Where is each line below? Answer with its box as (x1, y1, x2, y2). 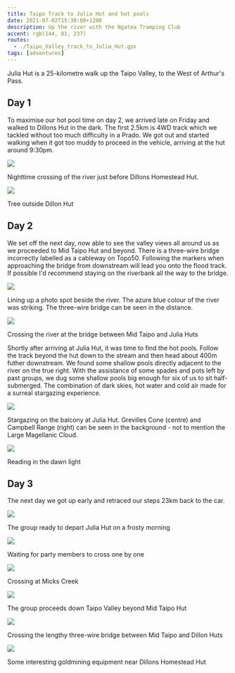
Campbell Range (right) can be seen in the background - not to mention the (7, 423, 226, 431)
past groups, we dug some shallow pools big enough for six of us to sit (7, 373, 212, 382)
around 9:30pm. (7, 145, 54, 154)
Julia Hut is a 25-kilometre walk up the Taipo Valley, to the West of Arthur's (7, 68, 225, 78)
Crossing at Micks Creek (7, 577, 79, 586)
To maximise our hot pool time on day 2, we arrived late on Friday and (7, 116, 210, 124)
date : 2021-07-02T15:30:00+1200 (7, 17, 102, 24)
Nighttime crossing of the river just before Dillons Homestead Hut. (7, 172, 199, 181)
